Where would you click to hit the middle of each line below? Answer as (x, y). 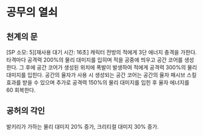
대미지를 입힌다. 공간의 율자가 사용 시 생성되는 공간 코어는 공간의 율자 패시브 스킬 (101, 75)
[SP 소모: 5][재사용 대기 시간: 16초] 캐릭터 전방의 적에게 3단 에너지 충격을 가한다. (101, 52)
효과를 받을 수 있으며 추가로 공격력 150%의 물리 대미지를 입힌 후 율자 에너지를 (98, 83)
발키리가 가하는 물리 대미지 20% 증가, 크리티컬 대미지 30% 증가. (83, 126)
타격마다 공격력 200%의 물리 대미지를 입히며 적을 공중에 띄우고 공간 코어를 (95, 60)
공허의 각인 (26, 111)
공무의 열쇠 (32, 12)
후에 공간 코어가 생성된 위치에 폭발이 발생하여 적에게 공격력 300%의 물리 (111, 67)
